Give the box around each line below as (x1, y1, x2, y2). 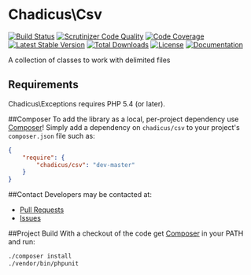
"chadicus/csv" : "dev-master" (36, 161, 135, 169)
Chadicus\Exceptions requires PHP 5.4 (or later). (8, 98, 165, 108)
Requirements (8, 78, 79, 91)
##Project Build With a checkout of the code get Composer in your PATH (8, 229, 244, 238)
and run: (8, 237, 35, 247)
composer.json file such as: (8, 131, 96, 140)
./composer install (8, 252, 72, 261)
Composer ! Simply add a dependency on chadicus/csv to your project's (8, 122, 240, 132)
